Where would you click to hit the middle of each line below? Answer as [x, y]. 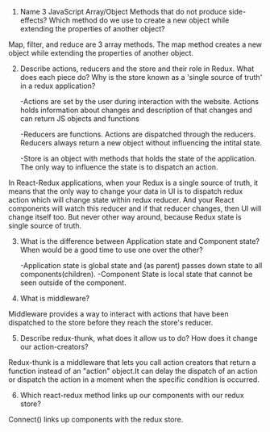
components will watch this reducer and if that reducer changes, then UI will [135, 208]
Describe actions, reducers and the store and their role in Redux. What [137, 69]
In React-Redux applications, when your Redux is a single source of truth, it [133, 182]
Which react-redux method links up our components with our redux [132, 395]
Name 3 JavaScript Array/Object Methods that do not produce [123, 12]
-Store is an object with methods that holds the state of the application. [138, 158]
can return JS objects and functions [79, 119]
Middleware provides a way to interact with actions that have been [118, 314]
